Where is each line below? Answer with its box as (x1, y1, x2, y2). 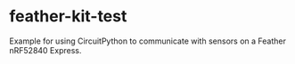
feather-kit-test (9, 6, 127, 27)
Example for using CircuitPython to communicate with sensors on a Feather (9, 36, 287, 46)
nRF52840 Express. (9, 44, 82, 55)
